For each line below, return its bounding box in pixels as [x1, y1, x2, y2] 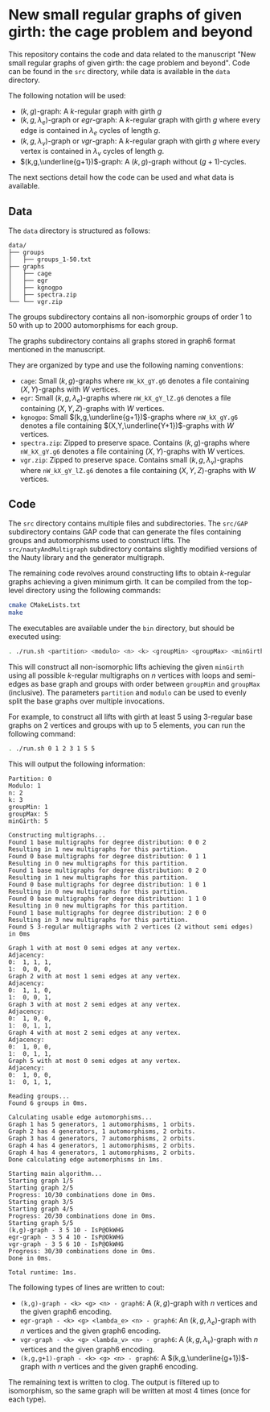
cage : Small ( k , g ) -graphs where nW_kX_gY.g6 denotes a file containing [19, 376, 250, 385]
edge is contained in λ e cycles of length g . [19, 125, 161, 137]
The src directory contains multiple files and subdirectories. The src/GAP [8, 518, 248, 529]
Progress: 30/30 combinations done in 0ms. [8, 1247, 157, 1255]
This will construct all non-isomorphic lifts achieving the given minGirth [8, 662, 244, 671]
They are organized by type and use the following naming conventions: [8, 360, 243, 370]
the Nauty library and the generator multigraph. [8, 553, 165, 563]
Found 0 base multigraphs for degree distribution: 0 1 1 [8, 852, 207, 860]
